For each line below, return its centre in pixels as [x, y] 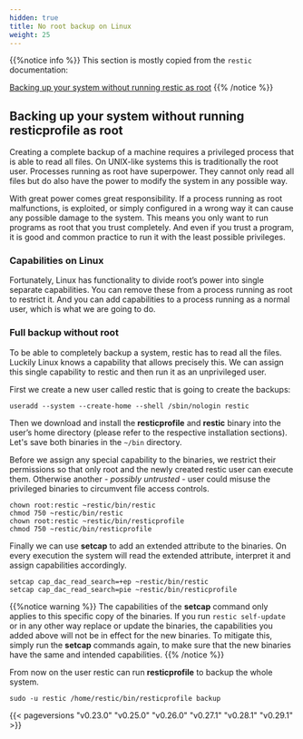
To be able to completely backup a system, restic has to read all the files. [146, 352]
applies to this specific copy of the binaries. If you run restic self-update [147, 616]
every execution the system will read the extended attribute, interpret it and [150, 555]
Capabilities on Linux [57, 261]
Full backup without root [64, 333]
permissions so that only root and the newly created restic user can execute [151, 469]
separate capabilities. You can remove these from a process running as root [151, 290]
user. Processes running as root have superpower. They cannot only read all [152, 171]
